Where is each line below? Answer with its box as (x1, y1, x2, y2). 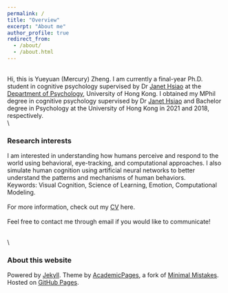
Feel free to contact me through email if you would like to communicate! (7, 218, 211, 226)
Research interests (7, 136, 72, 145)
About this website (7, 256, 72, 265)
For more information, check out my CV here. (7, 203, 136, 211)
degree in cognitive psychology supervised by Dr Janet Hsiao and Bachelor (7, 97, 222, 105)
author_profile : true (7, 29, 70, 37)
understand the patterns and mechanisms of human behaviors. (7, 174, 186, 182)
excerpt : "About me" (7, 23, 67, 30)
